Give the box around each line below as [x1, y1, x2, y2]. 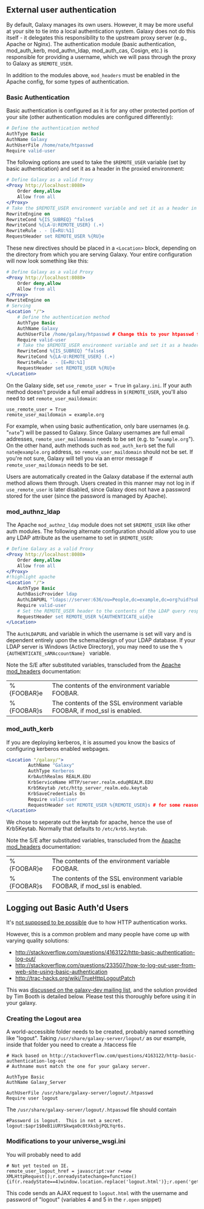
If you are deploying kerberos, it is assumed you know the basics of [6, 738, 175, 746]
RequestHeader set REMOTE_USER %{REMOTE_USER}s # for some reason [28, 802, 200, 808]
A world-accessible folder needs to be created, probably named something [6, 1028, 194, 1035]
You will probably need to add [6, 1151, 81, 1158]
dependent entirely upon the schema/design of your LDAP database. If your [6, 637, 196, 644]
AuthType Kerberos [28, 768, 75, 774]
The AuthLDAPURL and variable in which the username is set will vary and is [6, 630, 192, 637]
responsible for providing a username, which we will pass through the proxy [6, 53, 196, 60]
